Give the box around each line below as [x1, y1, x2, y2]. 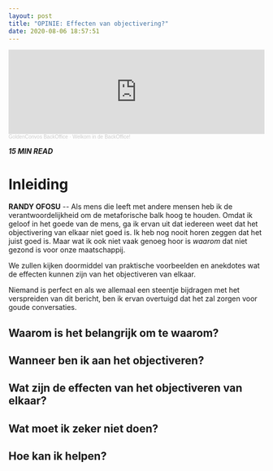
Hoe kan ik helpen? [8, 449, 107, 464]
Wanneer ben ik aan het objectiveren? [8, 354, 205, 368]
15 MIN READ [8, 146, 54, 156]
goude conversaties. [8, 303, 77, 312]
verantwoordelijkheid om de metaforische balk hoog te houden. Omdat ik [8, 211, 253, 220]
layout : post [8, 11, 53, 20]
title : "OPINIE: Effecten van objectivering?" [8, 20, 169, 28]
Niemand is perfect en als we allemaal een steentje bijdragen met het [8, 286, 240, 295]
